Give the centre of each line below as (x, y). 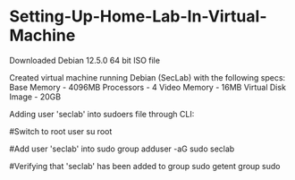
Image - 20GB (35, 97)
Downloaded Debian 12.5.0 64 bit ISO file (85, 60)
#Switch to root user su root (61, 131)
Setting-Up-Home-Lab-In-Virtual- (138, 17)
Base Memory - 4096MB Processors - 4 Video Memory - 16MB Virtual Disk (147, 87)
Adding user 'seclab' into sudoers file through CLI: (102, 114)
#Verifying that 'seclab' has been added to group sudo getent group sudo (145, 166)
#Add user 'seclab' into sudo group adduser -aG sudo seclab (122, 149)
